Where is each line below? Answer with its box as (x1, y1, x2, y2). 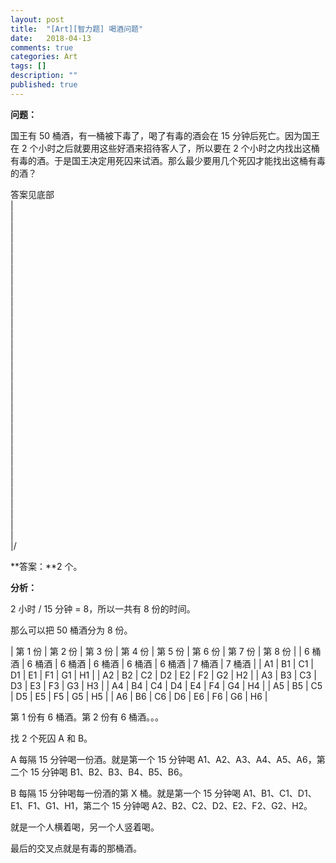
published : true (10, 80, 78, 90)
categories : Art (10, 52, 78, 62)
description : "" (10, 71, 78, 81)
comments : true (10, 42, 74, 53)
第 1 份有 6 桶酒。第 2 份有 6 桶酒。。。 (10, 711, 165, 723)
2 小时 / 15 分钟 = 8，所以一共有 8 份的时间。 (10, 602, 196, 615)
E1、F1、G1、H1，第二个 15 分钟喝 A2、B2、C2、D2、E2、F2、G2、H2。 (10, 799, 313, 811)
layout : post (10, 14, 65, 25)
